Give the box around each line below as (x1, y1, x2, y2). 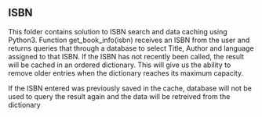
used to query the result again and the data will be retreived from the (8, 91, 231, 101)
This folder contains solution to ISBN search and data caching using (8, 27, 227, 36)
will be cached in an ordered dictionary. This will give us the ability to (8, 60, 231, 69)
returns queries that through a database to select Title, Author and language (8, 43, 254, 53)
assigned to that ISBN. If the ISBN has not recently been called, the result (8, 51, 245, 61)
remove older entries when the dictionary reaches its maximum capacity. (8, 68, 244, 77)
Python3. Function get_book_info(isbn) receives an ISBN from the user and (8, 35, 250, 44)
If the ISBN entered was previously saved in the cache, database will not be (8, 83, 253, 93)
